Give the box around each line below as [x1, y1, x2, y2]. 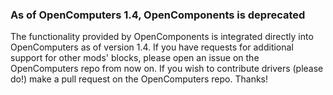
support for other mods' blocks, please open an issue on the [10, 52, 260, 64]
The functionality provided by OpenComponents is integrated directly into [10, 31, 314, 43]
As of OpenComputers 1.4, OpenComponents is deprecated [10, 8, 306, 22]
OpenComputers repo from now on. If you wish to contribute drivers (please [10, 63, 324, 75]
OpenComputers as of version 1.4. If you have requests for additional [10, 41, 294, 53]
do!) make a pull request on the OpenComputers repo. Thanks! [10, 73, 269, 85]
